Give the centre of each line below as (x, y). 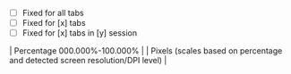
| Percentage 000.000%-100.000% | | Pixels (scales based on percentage (146, 51)
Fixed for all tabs (53, 13)
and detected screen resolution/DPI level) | (88, 61)
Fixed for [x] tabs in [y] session (80, 33)
